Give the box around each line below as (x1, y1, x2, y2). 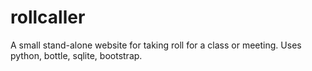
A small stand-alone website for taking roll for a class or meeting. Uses (10, 39, 302, 51)
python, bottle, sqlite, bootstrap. (10, 49, 143, 61)
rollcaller (10, 6, 86, 29)
